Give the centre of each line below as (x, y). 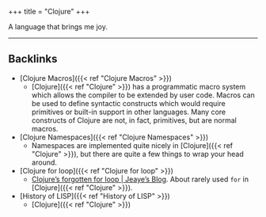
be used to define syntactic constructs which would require (128, 103)
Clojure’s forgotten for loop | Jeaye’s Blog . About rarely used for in (140, 179)
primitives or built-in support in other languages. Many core (129, 112)
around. (44, 162)
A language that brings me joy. (58, 27)
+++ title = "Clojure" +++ (49, 11)
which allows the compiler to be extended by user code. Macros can (143, 95)
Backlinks (33, 59)
